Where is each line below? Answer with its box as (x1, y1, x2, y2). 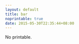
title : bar (5, 12, 28, 17)
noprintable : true (5, 16, 43, 21)
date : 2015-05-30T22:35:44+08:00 (5, 21, 75, 26)
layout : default (5, 7, 39, 12)
